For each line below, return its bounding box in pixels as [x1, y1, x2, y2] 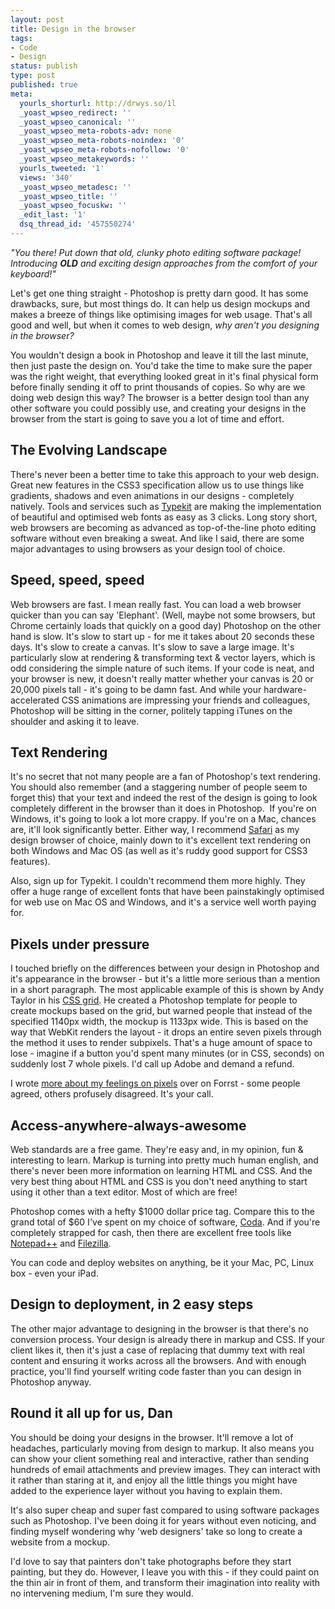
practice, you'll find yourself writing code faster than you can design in [10, 1365, 302, 1377]
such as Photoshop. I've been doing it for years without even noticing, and [10, 1514, 317, 1526]
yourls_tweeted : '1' [19, 163, 105, 173]
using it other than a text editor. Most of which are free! [10, 1186, 238, 1198]
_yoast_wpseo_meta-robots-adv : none [19, 126, 172, 136]
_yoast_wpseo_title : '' [19, 191, 118, 201]
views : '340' [19, 172, 74, 183]
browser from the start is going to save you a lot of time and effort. [10, 412, 285, 425]
